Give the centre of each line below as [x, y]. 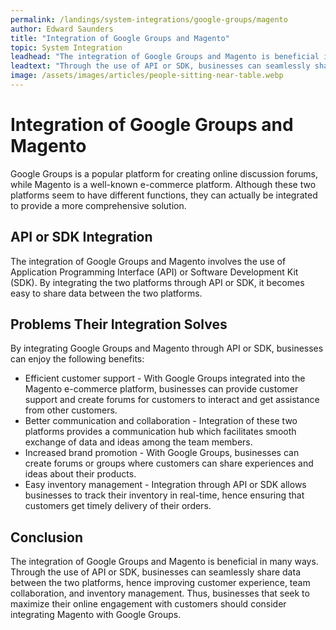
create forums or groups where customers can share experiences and [169, 463]
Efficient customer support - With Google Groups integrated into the [165, 378]
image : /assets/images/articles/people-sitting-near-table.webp [147, 76]
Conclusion [47, 537]
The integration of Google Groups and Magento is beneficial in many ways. [164, 562]
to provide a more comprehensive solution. [98, 205]
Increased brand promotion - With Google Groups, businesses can [162, 453]
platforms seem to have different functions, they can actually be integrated [164, 195]
